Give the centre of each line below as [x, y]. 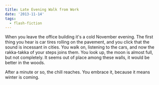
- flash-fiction [26, 23]
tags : [10, 18]
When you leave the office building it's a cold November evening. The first [79, 37]
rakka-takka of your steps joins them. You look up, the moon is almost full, [79, 52]
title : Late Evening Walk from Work [42, 9]
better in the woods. [25, 63]
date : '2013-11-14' [25, 14]
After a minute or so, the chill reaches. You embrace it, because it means [78, 72]
